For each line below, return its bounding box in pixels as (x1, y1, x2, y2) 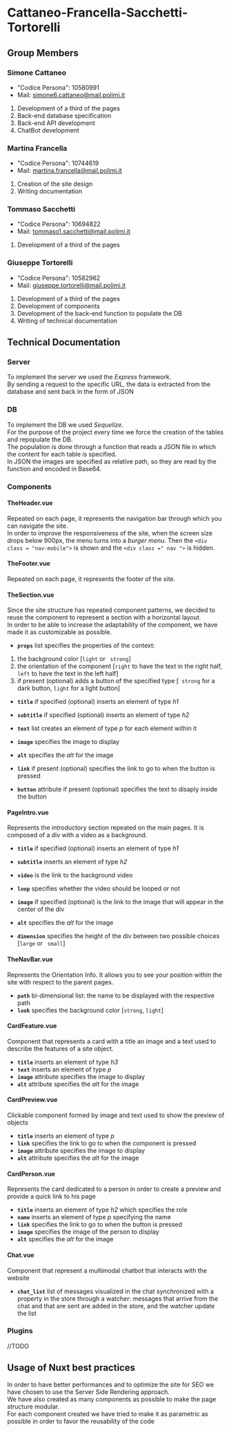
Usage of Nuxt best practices (7, 1362, 136, 1374)
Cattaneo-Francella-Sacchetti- (7, 5, 188, 21)
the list (17, 1309, 37, 1317)
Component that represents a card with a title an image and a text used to (7, 1037, 217, 1045)
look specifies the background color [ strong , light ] (17, 1006, 164, 1014)
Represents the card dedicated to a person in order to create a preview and (7, 1185, 221, 1193)
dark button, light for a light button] (17, 684, 121, 692)
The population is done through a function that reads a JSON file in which (7, 442, 216, 450)
